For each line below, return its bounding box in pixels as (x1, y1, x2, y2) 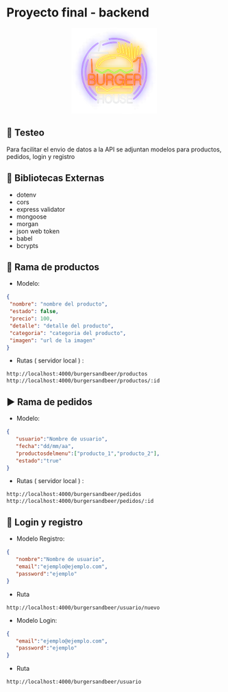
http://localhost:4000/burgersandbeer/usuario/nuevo (6, 604, 160, 611)
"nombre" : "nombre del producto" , (9, 301, 108, 308)
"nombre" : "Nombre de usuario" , (15, 556, 105, 563)
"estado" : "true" (15, 457, 62, 464)
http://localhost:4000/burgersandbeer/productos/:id (6, 378, 160, 384)
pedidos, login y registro (6, 152, 75, 160)
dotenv (16, 190, 37, 199)
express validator (16, 205, 66, 213)
